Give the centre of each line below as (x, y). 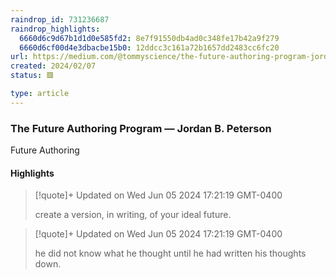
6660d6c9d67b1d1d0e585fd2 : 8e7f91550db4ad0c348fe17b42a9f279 (149, 38)
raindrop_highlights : (55, 29)
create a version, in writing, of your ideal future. (133, 215)
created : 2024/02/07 (53, 66)
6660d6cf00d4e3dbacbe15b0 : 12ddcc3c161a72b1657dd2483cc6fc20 (149, 47)
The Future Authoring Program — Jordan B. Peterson (141, 128)
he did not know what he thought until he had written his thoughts (170, 253)
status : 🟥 (32, 76)
